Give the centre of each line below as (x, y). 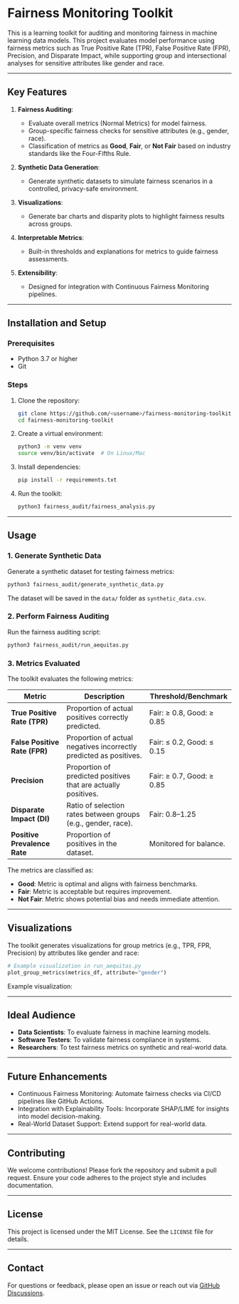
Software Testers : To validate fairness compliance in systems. (109, 1040)
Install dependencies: (49, 467)
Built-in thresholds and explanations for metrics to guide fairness (123, 251)
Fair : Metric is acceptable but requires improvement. (95, 892)
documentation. (31, 1185)
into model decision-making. (59, 1117)
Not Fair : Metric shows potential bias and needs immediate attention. (119, 899)
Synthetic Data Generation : (59, 167)
